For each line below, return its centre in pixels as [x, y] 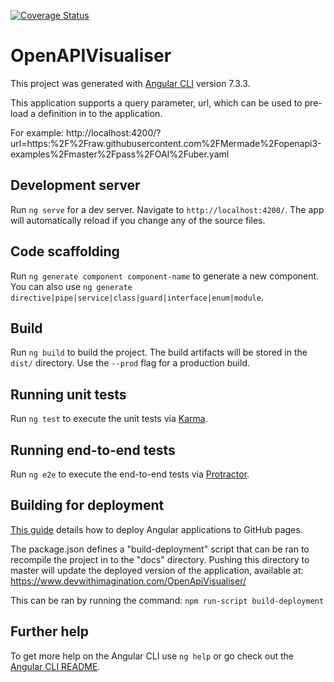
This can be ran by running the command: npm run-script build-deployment [167, 600]
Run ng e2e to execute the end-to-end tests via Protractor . [130, 474]
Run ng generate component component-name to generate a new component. [165, 276]
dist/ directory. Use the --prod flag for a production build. [130, 363]
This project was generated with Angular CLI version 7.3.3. [130, 83]
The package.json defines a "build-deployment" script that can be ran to [160, 549]
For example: [37, 132]
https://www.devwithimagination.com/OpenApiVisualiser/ [128, 581]
